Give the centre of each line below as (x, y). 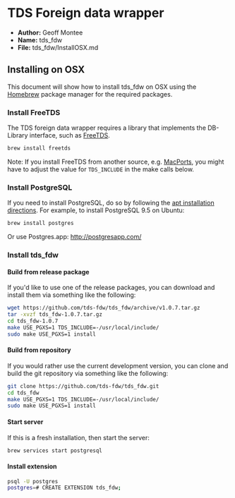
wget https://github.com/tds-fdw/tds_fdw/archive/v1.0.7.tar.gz (104, 308)
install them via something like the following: (72, 295)
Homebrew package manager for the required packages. (90, 94)
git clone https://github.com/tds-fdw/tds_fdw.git (83, 386)
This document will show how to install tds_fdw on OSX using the (102, 87)
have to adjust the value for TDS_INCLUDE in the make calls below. (101, 169)
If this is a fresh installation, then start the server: (78, 437)
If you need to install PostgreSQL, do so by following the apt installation (111, 203)
